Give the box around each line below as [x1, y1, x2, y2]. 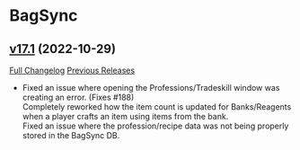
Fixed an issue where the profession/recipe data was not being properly [22, 120, 289, 131]
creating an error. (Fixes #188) [22, 92, 135, 102]
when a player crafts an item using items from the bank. [22, 111, 229, 121]
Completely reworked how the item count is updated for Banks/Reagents [22, 101, 292, 112]
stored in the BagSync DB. [22, 130, 120, 140]
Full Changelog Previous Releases [9, 65, 136, 75]
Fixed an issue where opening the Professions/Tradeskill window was [22, 83, 280, 93]
